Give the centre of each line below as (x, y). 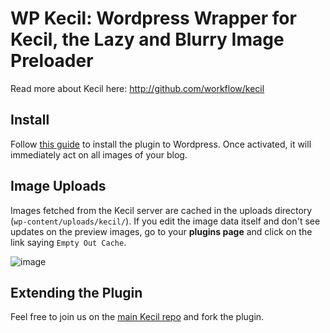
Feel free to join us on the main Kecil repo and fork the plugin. (137, 317)
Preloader (52, 61)
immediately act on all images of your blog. (99, 154)
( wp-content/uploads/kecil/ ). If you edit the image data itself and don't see (165, 221)
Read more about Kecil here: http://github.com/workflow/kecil (137, 88)
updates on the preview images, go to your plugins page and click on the (161, 231)
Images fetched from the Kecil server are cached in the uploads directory (161, 210)
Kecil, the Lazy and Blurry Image (147, 39)
